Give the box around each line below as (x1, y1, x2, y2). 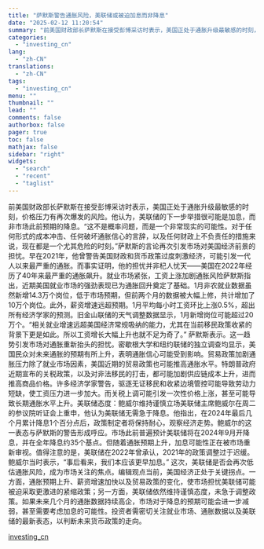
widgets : (8, 158, 37, 166)
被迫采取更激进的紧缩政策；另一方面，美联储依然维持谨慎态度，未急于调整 (8, 486, 249, 496)
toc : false (8, 135, 44, 144)
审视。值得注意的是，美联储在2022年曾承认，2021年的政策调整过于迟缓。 (14, 447, 255, 456)
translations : (8, 63, 55, 71)
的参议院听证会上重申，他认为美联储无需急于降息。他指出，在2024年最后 (8, 408, 246, 417)
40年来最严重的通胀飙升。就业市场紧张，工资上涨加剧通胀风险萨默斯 (21, 270, 244, 280)
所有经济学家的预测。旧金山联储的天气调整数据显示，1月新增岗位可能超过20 (8, 309, 254, 319)
